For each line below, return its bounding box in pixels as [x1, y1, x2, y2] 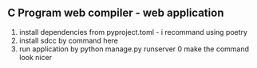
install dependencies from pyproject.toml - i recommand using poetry [18, 27, 248, 36]
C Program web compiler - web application [7, 6, 224, 20]
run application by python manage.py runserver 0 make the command [18, 43, 249, 54]
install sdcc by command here [18, 36, 119, 45]
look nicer [18, 52, 53, 62]
